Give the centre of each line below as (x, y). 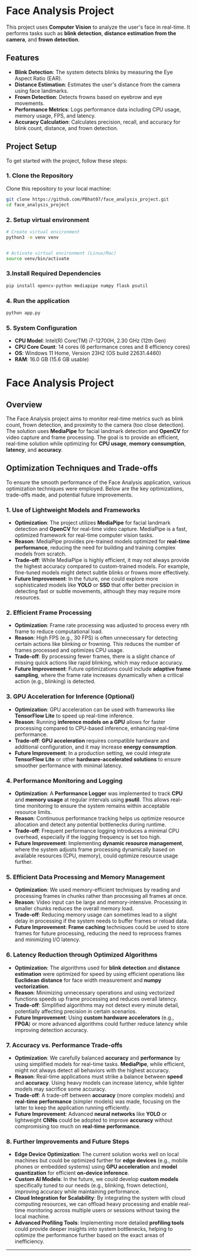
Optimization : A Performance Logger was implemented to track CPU (98, 794)
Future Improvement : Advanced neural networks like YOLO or (91, 1114)
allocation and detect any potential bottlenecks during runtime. (90, 825)
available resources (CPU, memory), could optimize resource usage (96, 856)
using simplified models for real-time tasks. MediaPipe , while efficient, (100, 1064)
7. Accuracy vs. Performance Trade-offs (64, 1045)
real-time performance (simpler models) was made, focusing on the (97, 1101)
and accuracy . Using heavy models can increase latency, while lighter (99, 1083)
